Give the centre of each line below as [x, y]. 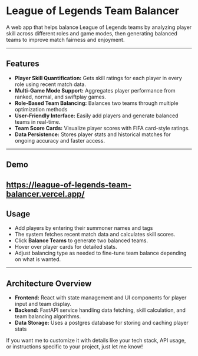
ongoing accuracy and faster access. [60, 140]
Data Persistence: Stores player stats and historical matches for [93, 134]
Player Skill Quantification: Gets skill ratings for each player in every [98, 78]
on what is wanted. [38, 259]
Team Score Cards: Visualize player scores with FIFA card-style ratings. [102, 128]
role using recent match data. [50, 84]
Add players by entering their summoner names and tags [84, 228]
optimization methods [41, 109]
